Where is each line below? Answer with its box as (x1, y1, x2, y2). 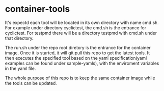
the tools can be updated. (5, 80, 57, 86)
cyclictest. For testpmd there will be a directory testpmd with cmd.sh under (5, 30, 157, 36)
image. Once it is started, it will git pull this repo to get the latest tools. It (5, 50, 150, 56)
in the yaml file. (5, 65, 36, 71)
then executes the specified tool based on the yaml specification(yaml (5, 55, 147, 61)
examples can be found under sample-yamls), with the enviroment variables (5, 60, 160, 66)
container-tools (5, 3, 70, 15)
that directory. (5, 35, 34, 41)
